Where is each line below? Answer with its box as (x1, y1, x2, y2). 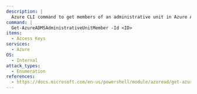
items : (6, 30, 22, 36)
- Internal (11, 57, 38, 63)
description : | (6, 8, 43, 15)
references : (6, 74, 35, 79)
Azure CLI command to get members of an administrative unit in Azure (11, 14, 188, 20)
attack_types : (6, 62, 41, 69)
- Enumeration (11, 68, 46, 74)
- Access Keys (11, 36, 46, 41)
